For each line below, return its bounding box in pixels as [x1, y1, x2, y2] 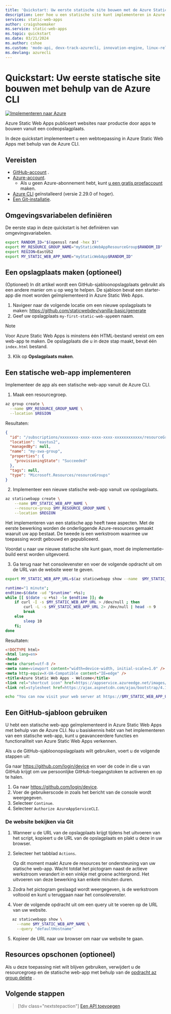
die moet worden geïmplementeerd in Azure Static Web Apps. [14, 292, 144, 298]
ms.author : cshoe [5, 41, 42, 46]
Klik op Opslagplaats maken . [12, 353, 74, 359]
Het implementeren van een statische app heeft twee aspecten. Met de [5, 520, 154, 526]
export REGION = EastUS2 [5, 249, 53, 255]
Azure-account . [12, 175, 46, 181]
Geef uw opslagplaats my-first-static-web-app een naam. [12, 313, 134, 319]
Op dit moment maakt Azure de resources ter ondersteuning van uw [12, 860, 156, 866]
